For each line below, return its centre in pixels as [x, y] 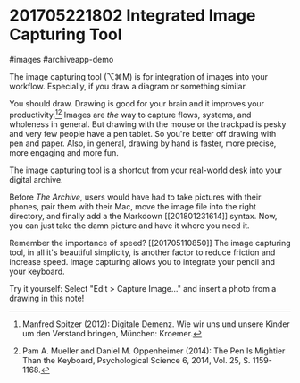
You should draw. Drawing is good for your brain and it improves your [137, 103]
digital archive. [37, 179]
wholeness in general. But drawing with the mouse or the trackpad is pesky [148, 124]
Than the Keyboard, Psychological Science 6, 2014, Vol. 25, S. [136, 360]
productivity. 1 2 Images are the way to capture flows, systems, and [130, 114]
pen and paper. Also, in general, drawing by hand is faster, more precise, [143, 143]
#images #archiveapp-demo [62, 59]
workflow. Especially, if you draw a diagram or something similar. [129, 86]
